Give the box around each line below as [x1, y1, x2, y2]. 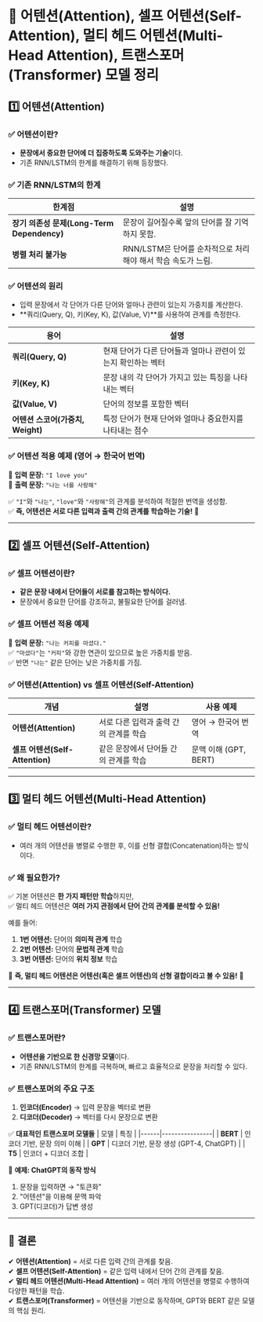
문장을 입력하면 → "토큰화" [19, 1182, 102, 1192]
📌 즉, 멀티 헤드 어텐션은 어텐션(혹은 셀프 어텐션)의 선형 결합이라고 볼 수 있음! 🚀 [8, 971, 244, 980]
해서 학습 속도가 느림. [139, 255, 213, 266]
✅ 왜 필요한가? [8, 872, 60, 883]
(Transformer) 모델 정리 [8, 66, 159, 84]
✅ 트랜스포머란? [8, 1032, 67, 1043]
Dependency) [12, 229, 64, 240]
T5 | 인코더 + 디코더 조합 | [8, 1148, 88, 1159]
